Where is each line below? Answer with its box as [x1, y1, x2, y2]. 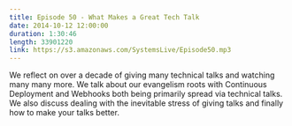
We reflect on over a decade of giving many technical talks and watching [9, 70, 275, 80]
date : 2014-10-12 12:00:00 [9, 21, 109, 30]
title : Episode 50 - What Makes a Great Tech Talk [9, 12, 200, 22]
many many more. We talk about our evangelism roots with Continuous [9, 79, 267, 90]
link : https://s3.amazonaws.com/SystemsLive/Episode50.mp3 [9, 46, 232, 55]
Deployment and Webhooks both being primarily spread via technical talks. [9, 89, 283, 100]
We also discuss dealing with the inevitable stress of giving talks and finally [9, 98, 284, 108]
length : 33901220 [9, 37, 73, 47]
